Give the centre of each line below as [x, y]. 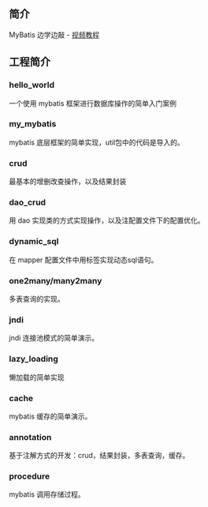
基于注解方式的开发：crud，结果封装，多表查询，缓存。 [99, 456]
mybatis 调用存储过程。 [47, 494]
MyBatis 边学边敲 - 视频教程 [54, 35]
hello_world [32, 85]
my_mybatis [33, 124]
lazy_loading [33, 359]
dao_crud [28, 202]
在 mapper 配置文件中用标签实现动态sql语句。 [84, 260]
